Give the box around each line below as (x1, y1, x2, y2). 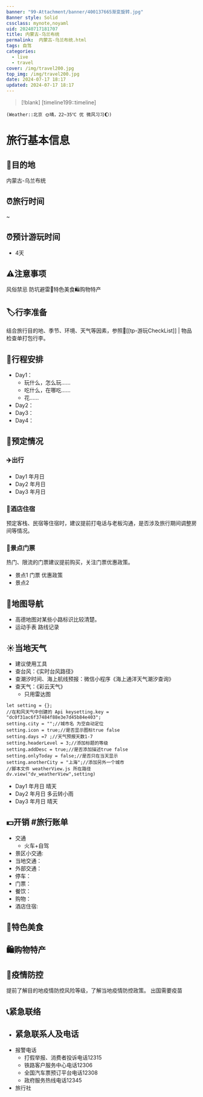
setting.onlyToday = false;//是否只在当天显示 (6, 753, 118, 759)
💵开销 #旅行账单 (6, 817, 68, 828)
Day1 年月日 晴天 (14, 782, 57, 790)
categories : (6, 49, 36, 55)
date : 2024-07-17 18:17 (6, 76, 66, 82)
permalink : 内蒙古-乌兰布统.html (6, 37, 87, 43)
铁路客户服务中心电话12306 (24, 1061, 92, 1068)
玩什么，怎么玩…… (24, 379, 71, 386)
